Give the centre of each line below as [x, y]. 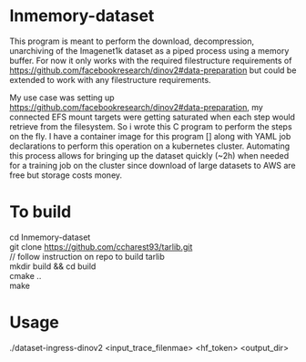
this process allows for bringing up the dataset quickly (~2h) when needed [149, 155]
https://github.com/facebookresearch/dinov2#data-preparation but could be [153, 70]
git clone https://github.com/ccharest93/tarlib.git [101, 246]
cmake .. [25, 275]
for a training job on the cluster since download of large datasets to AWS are [153, 165]
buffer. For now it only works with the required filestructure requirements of [151, 60]
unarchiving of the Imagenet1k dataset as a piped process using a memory [149, 50]
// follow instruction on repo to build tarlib [87, 256]
